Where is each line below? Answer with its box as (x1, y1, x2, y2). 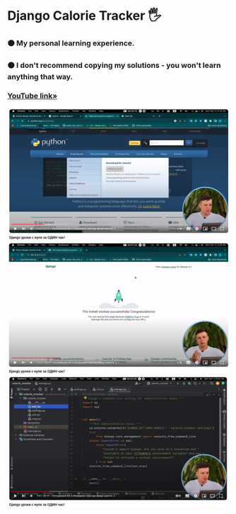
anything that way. (7, 72, 73, 82)
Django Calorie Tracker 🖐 (7, 8, 162, 24)
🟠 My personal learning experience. (7, 38, 135, 48)
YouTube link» (7, 91, 58, 101)
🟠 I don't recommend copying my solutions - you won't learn (7, 60, 221, 70)
